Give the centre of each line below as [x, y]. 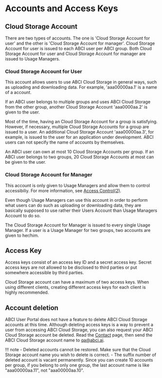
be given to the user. [26, 162]
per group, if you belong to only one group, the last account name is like [77, 365]
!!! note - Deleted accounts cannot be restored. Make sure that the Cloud [78, 350]
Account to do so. [23, 215]
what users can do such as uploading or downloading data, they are [73, 205]
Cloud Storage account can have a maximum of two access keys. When [77, 282]
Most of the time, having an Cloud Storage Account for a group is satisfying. [81, 122]
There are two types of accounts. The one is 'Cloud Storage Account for [77, 38]
